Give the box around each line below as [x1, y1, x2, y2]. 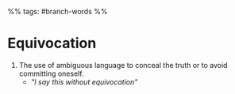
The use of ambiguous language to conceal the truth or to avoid [18, 60, 228, 70]
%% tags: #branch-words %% [7, 7, 108, 16]
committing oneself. [18, 69, 84, 78]
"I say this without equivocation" [30, 77, 138, 86]
